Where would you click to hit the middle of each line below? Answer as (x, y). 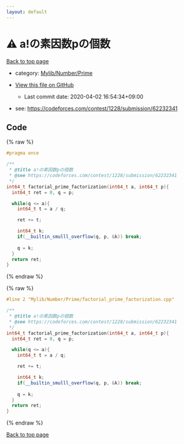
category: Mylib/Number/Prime (54, 73)
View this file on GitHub (44, 85)
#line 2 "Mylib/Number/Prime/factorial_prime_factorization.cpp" (90, 300)
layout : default (27, 12)
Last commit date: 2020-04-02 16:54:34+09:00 (84, 96)
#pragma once (23, 153)
